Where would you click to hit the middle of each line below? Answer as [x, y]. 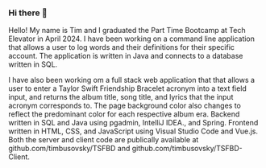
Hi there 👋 [28, 13]
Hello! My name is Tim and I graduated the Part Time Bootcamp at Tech [127, 31]
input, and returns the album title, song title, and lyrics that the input [121, 97]
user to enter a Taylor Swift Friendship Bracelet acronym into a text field [128, 88]
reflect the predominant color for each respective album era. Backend [124, 114]
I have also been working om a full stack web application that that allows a [132, 80]
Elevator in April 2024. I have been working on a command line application [132, 39]
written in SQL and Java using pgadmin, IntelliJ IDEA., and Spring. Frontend [133, 123]
